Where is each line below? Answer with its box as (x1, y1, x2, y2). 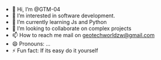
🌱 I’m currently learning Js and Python (11, 19, 107, 25)
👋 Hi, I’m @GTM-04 (11, 6, 61, 13)
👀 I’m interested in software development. (11, 12, 115, 19)
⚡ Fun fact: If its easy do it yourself (11, 47, 99, 54)
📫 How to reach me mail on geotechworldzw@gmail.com (11, 32, 155, 38)
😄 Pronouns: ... (11, 40, 51, 47)
